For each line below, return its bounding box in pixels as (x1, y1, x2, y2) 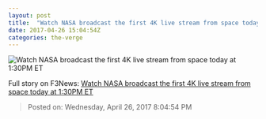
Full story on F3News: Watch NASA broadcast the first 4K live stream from (8, 79, 251, 88)
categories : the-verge (8, 33, 83, 42)
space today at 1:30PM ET (8, 87, 93, 97)
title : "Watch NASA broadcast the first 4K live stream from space (8, 19, 239, 27)
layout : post (8, 11, 51, 20)
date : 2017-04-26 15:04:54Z (8, 26, 101, 34)
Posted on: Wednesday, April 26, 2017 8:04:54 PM (27, 102, 192, 112)
